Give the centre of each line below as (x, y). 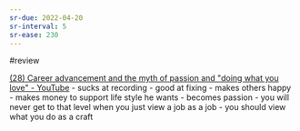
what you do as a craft (51, 117)
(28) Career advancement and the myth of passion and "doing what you (144, 78)
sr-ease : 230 (34, 35)
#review (25, 61)
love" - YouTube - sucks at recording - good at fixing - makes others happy (150, 88)
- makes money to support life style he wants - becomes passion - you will (149, 97)
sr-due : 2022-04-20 (46, 18)
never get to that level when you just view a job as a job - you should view (148, 107)
